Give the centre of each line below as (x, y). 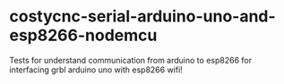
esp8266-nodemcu (83, 35)
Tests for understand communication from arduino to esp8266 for (131, 60)
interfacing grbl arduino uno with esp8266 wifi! (96, 70)
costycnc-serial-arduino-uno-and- (142, 17)
